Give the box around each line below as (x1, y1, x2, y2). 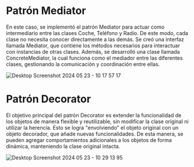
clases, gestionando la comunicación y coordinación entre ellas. (6, 60, 160, 68)
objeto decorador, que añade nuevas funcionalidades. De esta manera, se (6, 130, 184, 137)
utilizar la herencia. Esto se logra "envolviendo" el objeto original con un (6, 124, 179, 131)
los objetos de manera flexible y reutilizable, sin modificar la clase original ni (6, 118, 189, 125)
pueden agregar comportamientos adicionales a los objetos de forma (6, 136, 172, 144)
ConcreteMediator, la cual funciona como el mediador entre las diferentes (6, 54, 183, 61)
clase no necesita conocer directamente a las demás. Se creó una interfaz (6, 36, 185, 43)
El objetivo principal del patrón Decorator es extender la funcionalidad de (6, 112, 182, 119)
